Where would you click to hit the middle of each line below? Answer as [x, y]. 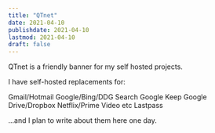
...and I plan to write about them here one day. [82, 120]
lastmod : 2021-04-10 [42, 37]
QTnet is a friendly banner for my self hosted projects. [95, 66]
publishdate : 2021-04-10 [49, 30]
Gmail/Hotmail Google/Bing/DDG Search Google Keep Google [107, 97]
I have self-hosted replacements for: [67, 82]
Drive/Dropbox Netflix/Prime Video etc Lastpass [86, 106]
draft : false [29, 45]
